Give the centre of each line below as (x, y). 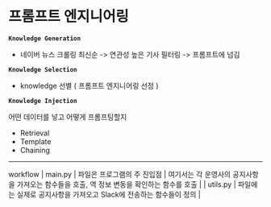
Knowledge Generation (45, 38)
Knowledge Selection (43, 69)
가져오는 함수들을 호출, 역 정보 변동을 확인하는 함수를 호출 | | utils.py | (126, 184)
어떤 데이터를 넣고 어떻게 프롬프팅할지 (68, 117)
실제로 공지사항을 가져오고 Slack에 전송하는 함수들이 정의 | (109, 194)
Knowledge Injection (43, 101)
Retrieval (35, 133)
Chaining (35, 150)
